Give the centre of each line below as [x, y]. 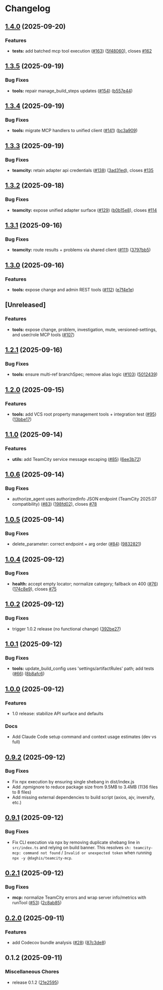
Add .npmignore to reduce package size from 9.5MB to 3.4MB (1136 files [85, 787]
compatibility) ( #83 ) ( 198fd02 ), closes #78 [54, 504]
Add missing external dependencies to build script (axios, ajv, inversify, [83, 797]
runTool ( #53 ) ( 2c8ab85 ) [37, 903]
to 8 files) [22, 792]
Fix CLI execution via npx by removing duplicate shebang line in [76, 842]
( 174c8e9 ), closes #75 [34, 589]
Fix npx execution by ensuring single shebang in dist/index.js [73, 781]
